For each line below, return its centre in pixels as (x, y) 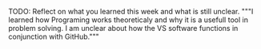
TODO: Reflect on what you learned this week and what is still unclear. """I (131, 11)
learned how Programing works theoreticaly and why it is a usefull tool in (128, 20)
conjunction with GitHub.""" (54, 36)
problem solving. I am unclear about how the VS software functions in (123, 28)
